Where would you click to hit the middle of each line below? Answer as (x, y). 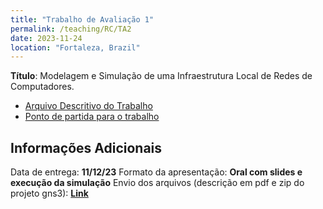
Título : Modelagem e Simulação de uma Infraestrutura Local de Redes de (161, 76)
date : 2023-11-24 (46, 38)
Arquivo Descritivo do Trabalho (88, 106)
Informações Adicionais (86, 147)
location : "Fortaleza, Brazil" (75, 47)
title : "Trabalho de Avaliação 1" (82, 19)
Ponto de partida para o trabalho (92, 117)
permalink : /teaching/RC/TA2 (71, 29)
